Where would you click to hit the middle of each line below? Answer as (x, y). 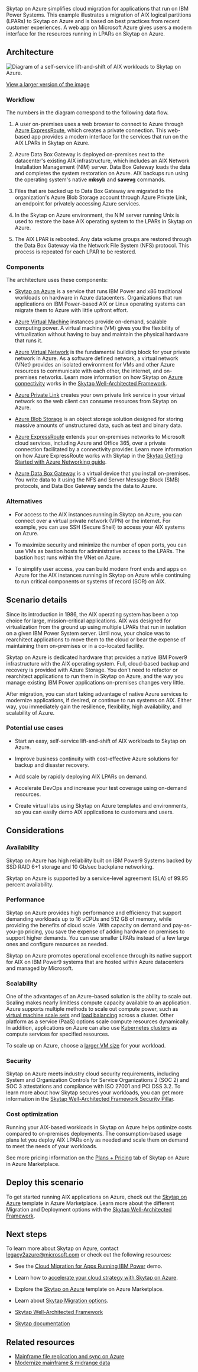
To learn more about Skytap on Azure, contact (62, 1248)
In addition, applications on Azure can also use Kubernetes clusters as (92, 1028)
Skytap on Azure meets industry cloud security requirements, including (93, 1074)
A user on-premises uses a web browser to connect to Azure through (99, 124)
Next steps (27, 1234)
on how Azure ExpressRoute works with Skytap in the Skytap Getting (99, 456)
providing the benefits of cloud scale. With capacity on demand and (89, 925)
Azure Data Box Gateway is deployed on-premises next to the (90, 155)
